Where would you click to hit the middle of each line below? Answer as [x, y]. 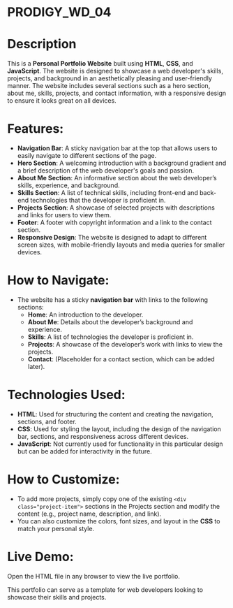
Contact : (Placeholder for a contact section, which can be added [121, 359]
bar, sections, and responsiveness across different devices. [103, 436]
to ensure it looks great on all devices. [62, 101]
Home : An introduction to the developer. [85, 314]
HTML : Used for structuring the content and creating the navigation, [115, 414]
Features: [36, 129]
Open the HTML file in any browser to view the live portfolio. [93, 576]
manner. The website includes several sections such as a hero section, [109, 86]
